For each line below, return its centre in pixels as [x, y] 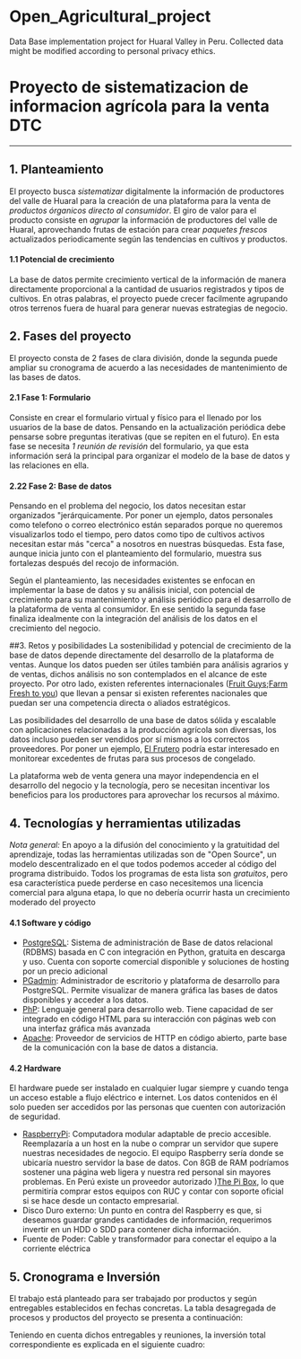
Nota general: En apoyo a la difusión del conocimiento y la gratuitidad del [145, 844]
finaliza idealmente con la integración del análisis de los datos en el [133, 619]
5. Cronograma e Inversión [85, 1277]
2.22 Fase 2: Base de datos [60, 486]
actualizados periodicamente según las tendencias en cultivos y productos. [149, 239]
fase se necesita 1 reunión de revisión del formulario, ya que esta [129, 446]
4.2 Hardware [35, 1068]
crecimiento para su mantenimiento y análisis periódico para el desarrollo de [150, 600]
